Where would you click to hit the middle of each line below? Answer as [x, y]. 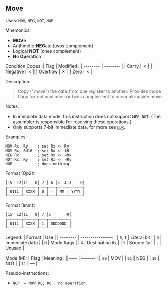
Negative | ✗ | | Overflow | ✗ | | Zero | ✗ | [49, 71]
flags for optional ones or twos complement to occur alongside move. [90, 96]
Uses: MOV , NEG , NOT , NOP [29, 20]
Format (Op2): [20, 173]
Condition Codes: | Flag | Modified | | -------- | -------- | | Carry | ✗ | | [79, 66]
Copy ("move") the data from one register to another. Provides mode [89, 91]
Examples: [16, 137]
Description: [18, 81]
